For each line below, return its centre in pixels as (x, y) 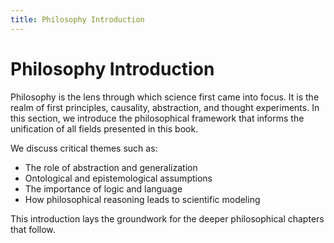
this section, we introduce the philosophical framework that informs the (157, 118)
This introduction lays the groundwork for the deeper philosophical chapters (167, 218)
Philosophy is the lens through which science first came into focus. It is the (165, 97)
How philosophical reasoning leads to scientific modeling (142, 199)
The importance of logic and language (103, 188)
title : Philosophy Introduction (77, 19)
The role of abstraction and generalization (111, 167)
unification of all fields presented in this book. (104, 128)
